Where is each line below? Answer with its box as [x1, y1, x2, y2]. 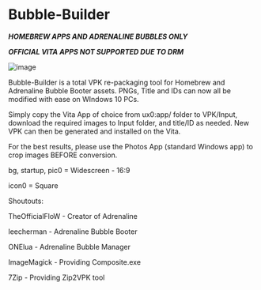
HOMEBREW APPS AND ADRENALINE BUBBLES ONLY [8, 32, 188, 41]
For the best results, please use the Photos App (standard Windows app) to [8, 141, 253, 151]
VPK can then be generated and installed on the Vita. [8, 126, 181, 136]
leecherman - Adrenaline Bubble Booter [8, 227, 138, 236]
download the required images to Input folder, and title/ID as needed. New [8, 118, 249, 127]
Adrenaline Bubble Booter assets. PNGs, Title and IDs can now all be [8, 85, 232, 96]
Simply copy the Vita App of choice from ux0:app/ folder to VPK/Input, [8, 109, 238, 119]
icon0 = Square [8, 180, 59, 190]
